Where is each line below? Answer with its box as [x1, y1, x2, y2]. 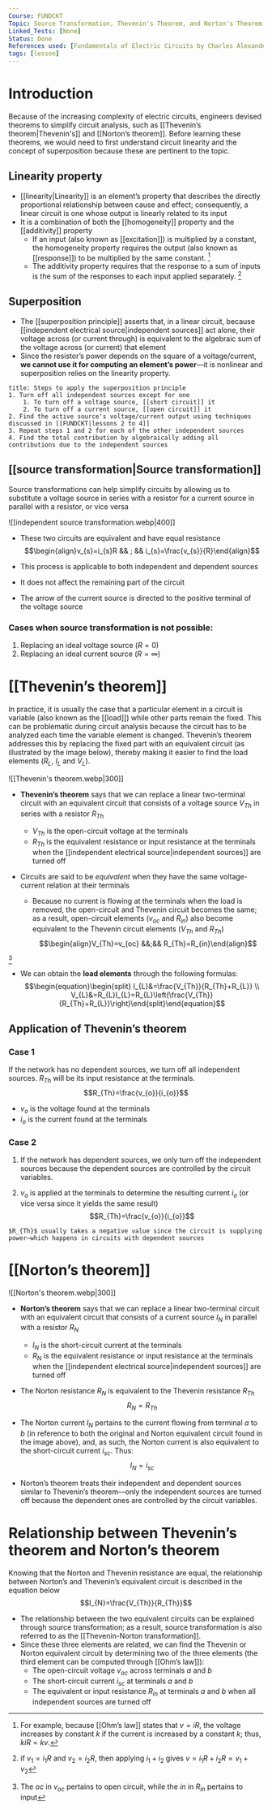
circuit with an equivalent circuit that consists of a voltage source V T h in [19, 797, 261, 810]
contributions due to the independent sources [8, 440, 168, 449]
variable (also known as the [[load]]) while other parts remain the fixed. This [8, 712, 261, 723]
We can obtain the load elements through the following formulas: [19, 968, 239, 978]
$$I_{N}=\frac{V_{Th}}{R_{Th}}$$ [79, 1597, 193, 1608]
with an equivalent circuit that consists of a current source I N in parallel [19, 1312, 257, 1324]
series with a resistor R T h [19, 809, 104, 820]
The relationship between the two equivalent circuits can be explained [19, 1613, 255, 1623]
